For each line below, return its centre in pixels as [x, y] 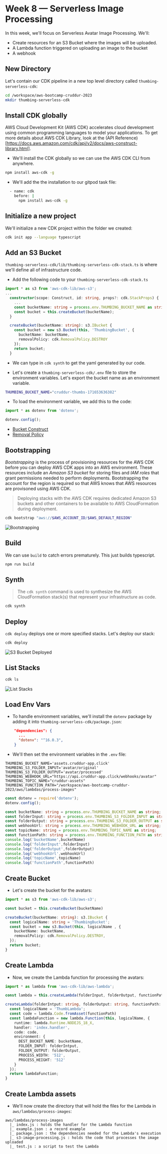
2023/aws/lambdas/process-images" [41, 790]
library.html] [17, 149]
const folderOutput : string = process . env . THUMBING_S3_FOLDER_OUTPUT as [82, 821]
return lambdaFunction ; [34, 1074]
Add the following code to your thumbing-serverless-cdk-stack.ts [80, 280]
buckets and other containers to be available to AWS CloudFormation [88, 504]
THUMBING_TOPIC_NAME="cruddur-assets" [45, 781]
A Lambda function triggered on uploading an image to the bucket [80, 48]
